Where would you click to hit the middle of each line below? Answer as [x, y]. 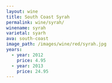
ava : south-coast [27, 39]
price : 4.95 [31, 60]
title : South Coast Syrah [38, 17]
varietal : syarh [26, 33]
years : [14, 50]
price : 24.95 [33, 71]
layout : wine [22, 11]
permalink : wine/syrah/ [35, 22]
